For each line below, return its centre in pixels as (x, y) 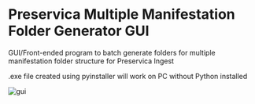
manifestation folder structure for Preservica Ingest (91, 61)
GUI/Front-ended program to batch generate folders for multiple (112, 52)
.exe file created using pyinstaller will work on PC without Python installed (128, 76)
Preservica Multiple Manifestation (122, 14)
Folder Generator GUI (79, 31)
